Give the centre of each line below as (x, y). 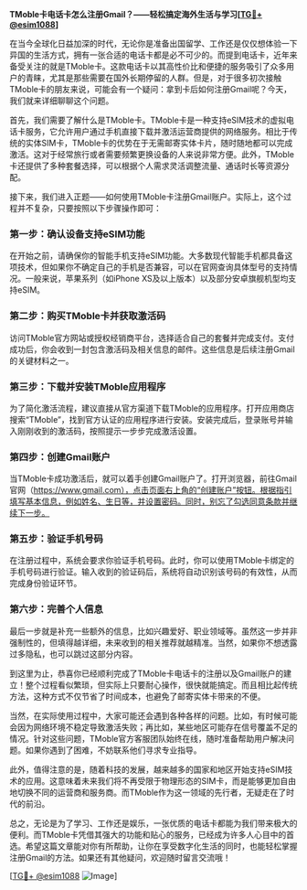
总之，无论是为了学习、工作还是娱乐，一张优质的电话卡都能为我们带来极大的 (153, 823)
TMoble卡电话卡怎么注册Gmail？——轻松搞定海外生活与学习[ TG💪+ (136, 14)
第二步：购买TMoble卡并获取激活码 (88, 316)
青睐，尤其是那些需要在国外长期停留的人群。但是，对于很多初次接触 (153, 78)
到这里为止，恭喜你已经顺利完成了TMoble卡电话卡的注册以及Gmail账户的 (147, 673)
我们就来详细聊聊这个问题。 (62, 101)
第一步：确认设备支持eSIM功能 (77, 234)
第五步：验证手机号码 (56, 539)
